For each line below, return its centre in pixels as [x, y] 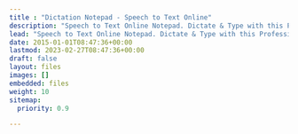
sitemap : [25, 100]
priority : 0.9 [43, 108]
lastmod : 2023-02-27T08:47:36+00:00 [77, 51]
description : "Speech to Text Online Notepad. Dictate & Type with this [146, 26]
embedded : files [39, 83]
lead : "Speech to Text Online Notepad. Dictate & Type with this [132, 34]
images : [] [29, 75]
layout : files [35, 67]
